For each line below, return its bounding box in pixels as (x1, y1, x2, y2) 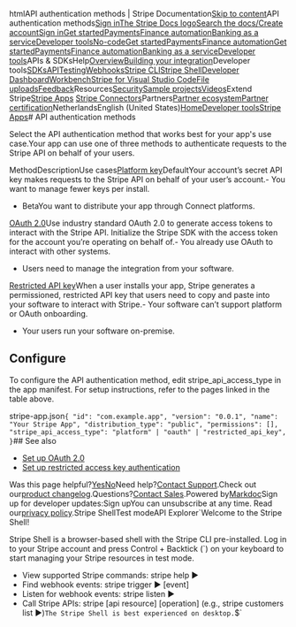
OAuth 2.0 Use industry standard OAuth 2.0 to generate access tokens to (9, 218, 273, 228)
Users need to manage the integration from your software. (21, 264, 234, 273)
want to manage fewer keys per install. (9, 184, 150, 194)
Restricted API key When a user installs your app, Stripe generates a (9, 280, 255, 291)
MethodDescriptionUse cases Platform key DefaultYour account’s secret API (9, 164, 283, 175)
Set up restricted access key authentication (21, 462, 181, 472)
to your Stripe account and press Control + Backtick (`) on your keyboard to (9, 543, 285, 554)
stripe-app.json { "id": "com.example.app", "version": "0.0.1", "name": (9, 410, 279, 421)
